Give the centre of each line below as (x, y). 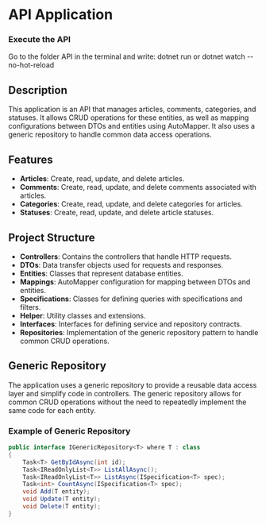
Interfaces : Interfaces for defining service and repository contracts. (131, 324)
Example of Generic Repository (69, 430)
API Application (61, 15)
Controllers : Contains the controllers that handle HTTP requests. (126, 257)
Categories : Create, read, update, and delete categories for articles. (131, 204)
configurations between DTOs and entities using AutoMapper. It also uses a (132, 126)
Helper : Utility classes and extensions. (83, 315)
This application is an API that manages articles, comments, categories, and (132, 110)
